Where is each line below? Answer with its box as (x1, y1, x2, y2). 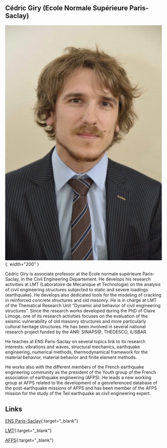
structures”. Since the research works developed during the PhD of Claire (5, 308, 156, 314)
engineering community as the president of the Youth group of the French (5, 370, 157, 375)
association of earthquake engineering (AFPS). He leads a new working (5, 374, 152, 380)
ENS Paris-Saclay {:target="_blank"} (5, 418, 79, 424)
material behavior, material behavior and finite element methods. (5, 355, 137, 361)
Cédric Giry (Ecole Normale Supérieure (5, 4, 128, 12)
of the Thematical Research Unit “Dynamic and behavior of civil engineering (5, 302, 161, 308)
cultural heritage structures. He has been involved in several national (5, 324, 146, 330)
